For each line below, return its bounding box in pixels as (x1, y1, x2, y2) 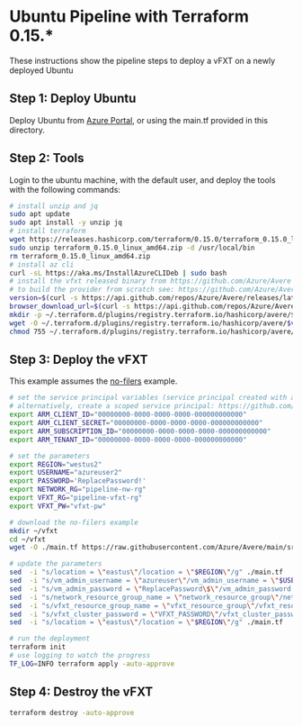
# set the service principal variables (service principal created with (9, 394, 288, 403)
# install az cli (9, 259, 75, 269)
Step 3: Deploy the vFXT (9, 351, 148, 367)
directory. (9, 124, 45, 135)
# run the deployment (9, 634, 91, 643)
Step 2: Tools (9, 150, 84, 166)
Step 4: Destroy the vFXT (9, 685, 154, 700)
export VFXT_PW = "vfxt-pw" (9, 502, 106, 511)
